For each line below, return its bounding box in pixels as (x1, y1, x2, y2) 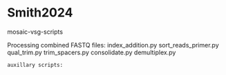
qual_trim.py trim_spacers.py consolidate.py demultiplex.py (7, 48, 176, 56)
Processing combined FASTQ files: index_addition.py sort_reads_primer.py (7, 41, 219, 49)
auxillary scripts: (7, 61, 64, 68)
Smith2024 (7, 5, 73, 21)
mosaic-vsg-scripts (7, 28, 64, 36)
